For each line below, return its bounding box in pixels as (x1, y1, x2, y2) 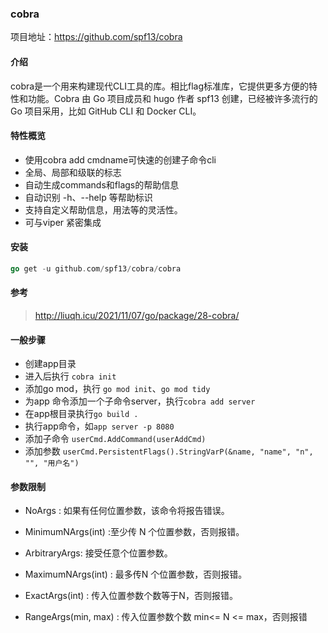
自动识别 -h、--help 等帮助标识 (24, 191, 153, 203)
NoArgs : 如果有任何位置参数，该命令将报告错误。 (24, 505, 230, 517)
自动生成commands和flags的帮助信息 (24, 178, 180, 191)
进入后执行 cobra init (24, 370, 117, 382)
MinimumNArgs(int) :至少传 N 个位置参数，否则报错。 (24, 526, 245, 538)
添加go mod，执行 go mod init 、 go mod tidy (24, 383, 211, 395)
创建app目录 (24, 358, 77, 370)
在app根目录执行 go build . (24, 408, 139, 420)
